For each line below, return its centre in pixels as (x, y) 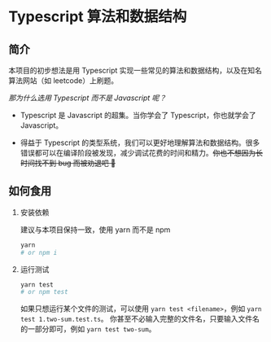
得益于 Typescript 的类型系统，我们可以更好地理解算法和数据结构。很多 (140, 142)
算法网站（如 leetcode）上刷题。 (63, 81)
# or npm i (39, 252)
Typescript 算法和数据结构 (98, 17)
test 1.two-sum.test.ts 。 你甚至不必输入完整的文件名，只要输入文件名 (140, 319)
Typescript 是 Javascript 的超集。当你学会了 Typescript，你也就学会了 (138, 115)
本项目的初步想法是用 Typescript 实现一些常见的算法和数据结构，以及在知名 (135, 70)
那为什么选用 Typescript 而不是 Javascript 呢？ (87, 98)
